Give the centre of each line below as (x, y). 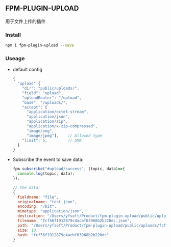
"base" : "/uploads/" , (45, 102)
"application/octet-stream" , (57, 112)
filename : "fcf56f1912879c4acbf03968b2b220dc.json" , (75, 221)
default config (27, 70)
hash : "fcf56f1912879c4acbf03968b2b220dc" (63, 235)
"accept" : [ (35, 107)
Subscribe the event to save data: (48, 159)
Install (13, 35)
